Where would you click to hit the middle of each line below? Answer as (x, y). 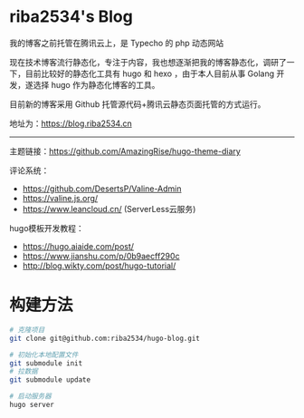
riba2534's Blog (71, 17)
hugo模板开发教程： (47, 228)
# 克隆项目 (27, 330)
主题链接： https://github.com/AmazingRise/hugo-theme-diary (125, 151)
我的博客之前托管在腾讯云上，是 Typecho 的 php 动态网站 (117, 43)
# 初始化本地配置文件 (44, 355)
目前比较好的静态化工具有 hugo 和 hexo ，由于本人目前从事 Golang (150, 73)
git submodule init (46, 363)
